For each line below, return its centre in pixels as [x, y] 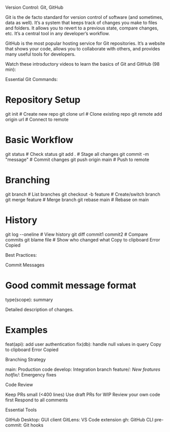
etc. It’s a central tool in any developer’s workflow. [58, 33]
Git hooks [33, 425]
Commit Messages [25, 265]
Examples [26, 330]
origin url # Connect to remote [37, 119]
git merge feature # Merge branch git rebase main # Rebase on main [77, 199]
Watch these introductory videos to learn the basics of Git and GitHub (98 [82, 64]
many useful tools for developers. [40, 54]
